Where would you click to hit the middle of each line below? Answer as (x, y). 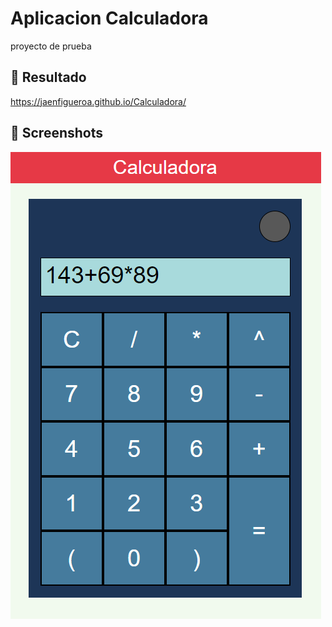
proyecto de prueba (51, 46)
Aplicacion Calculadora (109, 18)
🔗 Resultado (48, 77)
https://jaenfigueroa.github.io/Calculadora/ (98, 101)
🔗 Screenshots (57, 133)
